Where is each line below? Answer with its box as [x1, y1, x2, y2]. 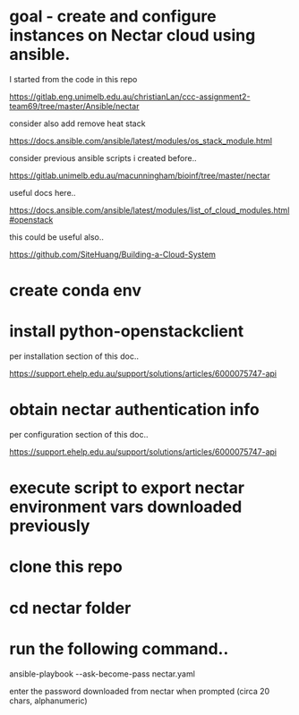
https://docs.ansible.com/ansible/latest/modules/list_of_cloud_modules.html [9, 204, 290, 216]
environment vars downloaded [9, 497, 243, 517]
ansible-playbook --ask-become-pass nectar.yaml [9, 668, 195, 679]
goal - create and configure [9, 6, 217, 27]
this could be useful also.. [9, 231, 105, 243]
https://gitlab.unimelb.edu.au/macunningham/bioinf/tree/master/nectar [9, 170, 270, 181]
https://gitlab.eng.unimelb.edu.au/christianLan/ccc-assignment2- [9, 91, 251, 102]
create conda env [9, 280, 141, 301]
